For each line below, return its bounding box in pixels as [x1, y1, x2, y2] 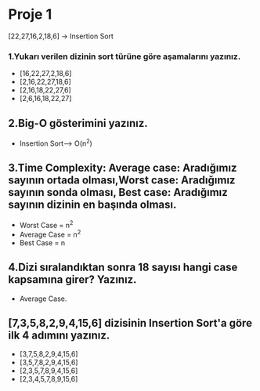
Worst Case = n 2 [19, 219, 74, 230]
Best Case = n [19, 237, 66, 248]
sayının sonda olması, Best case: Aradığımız [8, 186, 229, 199]
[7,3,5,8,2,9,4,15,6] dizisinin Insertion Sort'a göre [8, 317, 253, 330]
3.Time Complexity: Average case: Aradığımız [8, 161, 237, 175]
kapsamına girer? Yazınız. [8, 273, 137, 287]
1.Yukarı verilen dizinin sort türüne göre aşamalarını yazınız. [8, 51, 241, 62]
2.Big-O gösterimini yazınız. [8, 116, 149, 130]
